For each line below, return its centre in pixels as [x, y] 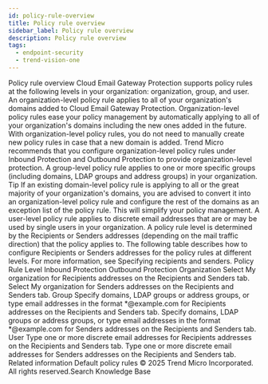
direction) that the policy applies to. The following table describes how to [128, 243]
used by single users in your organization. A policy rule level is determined [130, 227]
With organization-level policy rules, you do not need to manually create [126, 133]
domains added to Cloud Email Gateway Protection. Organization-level [124, 108]
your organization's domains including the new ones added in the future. [128, 125]
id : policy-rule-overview [51, 16]
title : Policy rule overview [57, 23]
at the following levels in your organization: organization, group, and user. [129, 91]
